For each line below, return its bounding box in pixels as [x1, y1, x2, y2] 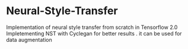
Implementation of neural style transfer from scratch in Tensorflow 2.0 [6, 24, 178, 31]
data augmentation [6, 36, 52, 43]
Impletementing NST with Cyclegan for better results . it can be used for [6, 30, 182, 37]
